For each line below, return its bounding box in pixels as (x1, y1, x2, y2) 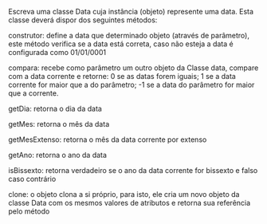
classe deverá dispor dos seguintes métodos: (8, 15, 158, 25)
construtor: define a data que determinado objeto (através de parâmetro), (8, 31, 249, 40)
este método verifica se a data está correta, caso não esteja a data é (8, 39, 234, 49)
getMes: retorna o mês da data (8, 120, 110, 128)
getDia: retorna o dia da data (8, 104, 102, 113)
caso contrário (8, 175, 57, 183)
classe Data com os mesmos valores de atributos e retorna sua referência (8, 198, 251, 207)
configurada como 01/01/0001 (8, 48, 106, 57)
